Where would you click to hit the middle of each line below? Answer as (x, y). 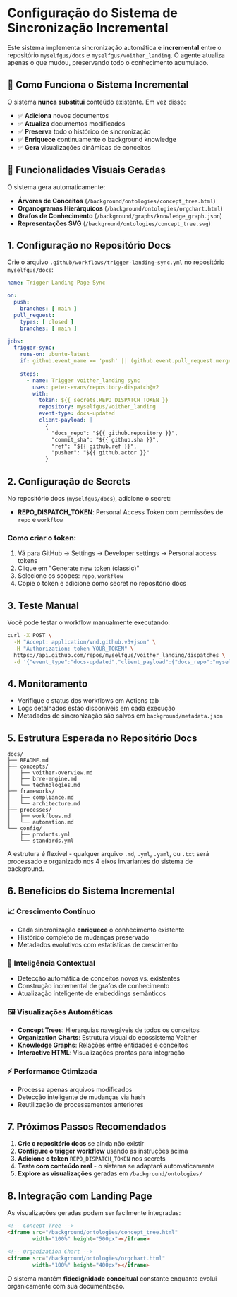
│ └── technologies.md (44, 786)
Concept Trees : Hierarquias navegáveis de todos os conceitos (108, 1030)
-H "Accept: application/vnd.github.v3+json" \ (85, 642)
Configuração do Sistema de (92, 13)
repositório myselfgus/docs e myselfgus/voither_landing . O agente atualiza (116, 55)
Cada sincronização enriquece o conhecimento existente (101, 930)
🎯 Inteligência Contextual (51, 963)
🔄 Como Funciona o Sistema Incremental (98, 85)
